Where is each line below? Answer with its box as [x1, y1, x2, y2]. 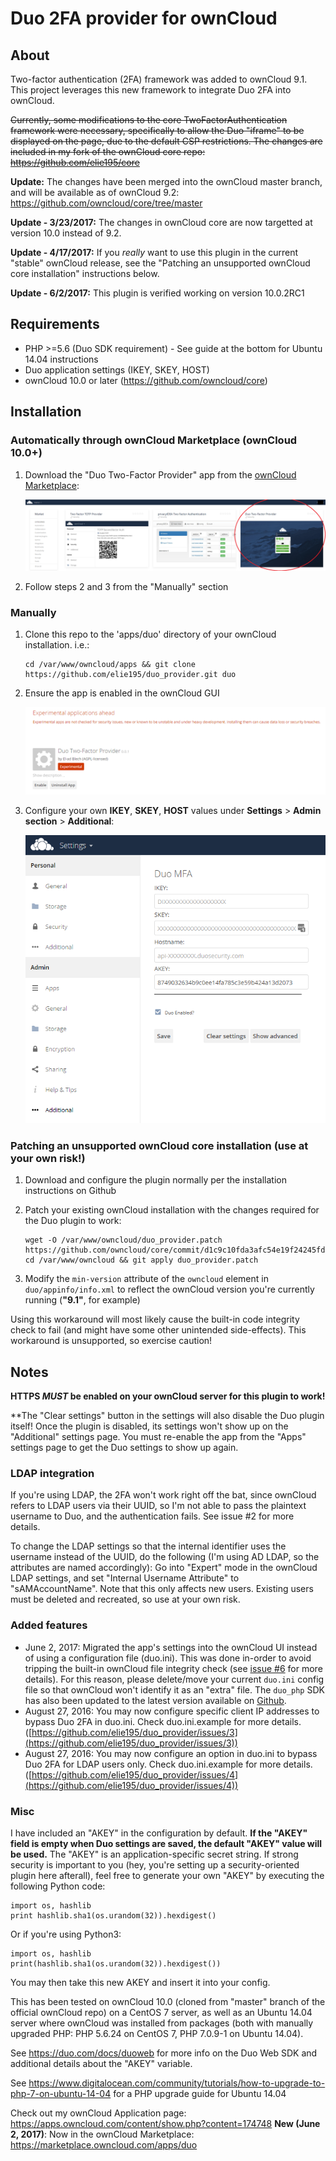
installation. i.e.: [24, 639, 90, 651]
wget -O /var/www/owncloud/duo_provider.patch [24, 1235, 223, 1246]
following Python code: [10, 1880, 106, 1892]
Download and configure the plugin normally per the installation [24, 1174, 288, 1186]
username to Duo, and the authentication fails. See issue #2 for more [10, 1510, 295, 1522]
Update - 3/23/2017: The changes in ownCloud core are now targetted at [10, 217, 313, 228]
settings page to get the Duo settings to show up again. [10, 1442, 239, 1454]
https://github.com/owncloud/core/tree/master [10, 197, 203, 209]
